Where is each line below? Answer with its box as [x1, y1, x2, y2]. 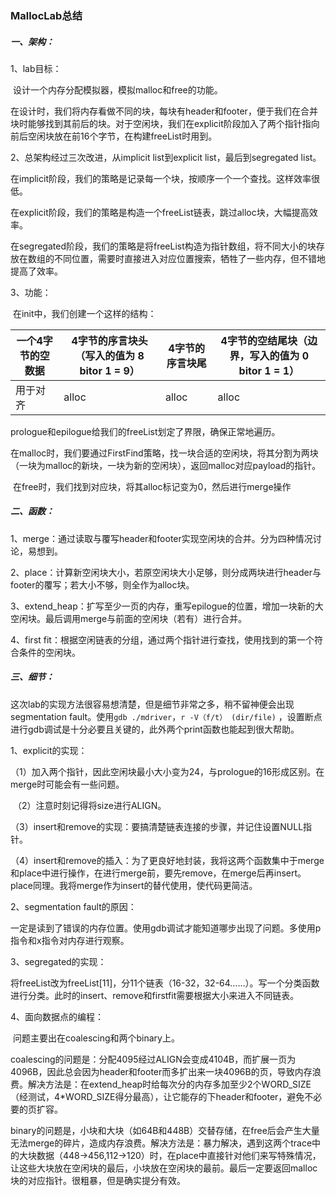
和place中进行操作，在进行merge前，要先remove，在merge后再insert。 [10, 867, 307, 879]
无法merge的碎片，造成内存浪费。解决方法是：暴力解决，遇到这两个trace [10, 1137, 313, 1149]
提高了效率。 [10, 265, 63, 277]
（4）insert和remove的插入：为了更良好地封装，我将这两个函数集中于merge [10, 854, 325, 866]
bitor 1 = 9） [79, 363, 140, 377]
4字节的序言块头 [71, 333, 148, 347]
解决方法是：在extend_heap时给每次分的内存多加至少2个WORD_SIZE [27, 1078, 312, 1090]
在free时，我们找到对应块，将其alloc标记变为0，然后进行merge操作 [12, 480, 292, 492]
